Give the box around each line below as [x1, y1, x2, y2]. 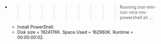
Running [119, 4, 137, 10]
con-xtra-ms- [119, 9, 147, 15]
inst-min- [137, 4, 157, 10]
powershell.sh [119, 15, 148, 20]
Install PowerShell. [17, 24, 55, 30]
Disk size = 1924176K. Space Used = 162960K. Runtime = [17, 29, 134, 35]
